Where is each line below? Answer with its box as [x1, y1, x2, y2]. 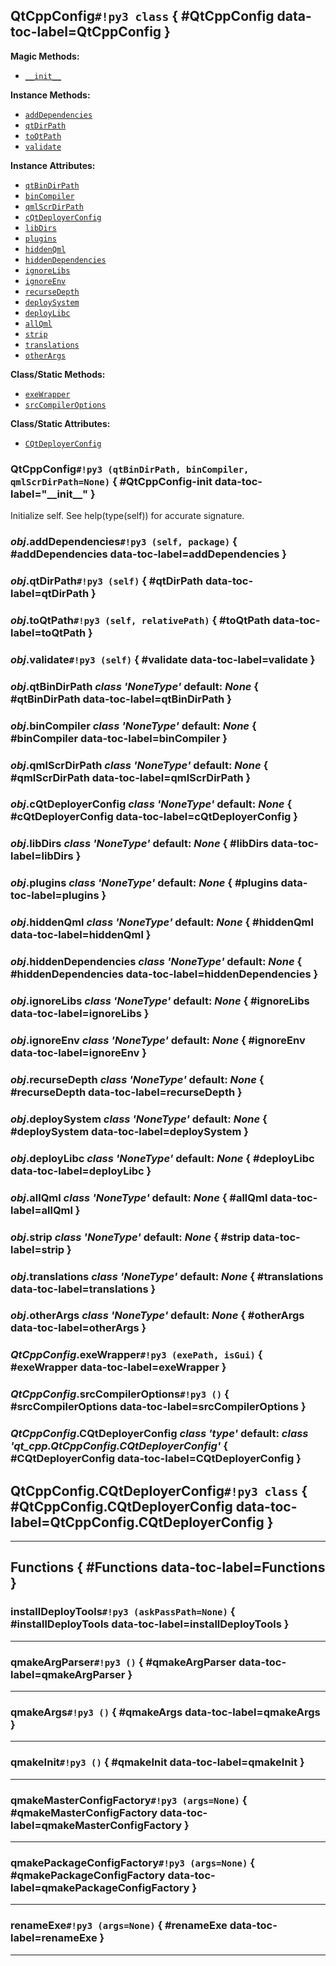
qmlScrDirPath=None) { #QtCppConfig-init [10, 474, 213, 488]
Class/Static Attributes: [10, 417, 111, 429]
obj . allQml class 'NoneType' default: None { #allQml [10, 1190, 268, 1204]
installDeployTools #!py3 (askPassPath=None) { [10, 1605, 236, 1619]
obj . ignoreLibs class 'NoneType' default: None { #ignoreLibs [10, 994, 310, 1008]
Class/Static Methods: [10, 368, 106, 380]
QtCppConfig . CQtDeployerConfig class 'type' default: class [10, 1427, 309, 1441]
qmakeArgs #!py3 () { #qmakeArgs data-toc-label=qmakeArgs [10, 1705, 321, 1719]
